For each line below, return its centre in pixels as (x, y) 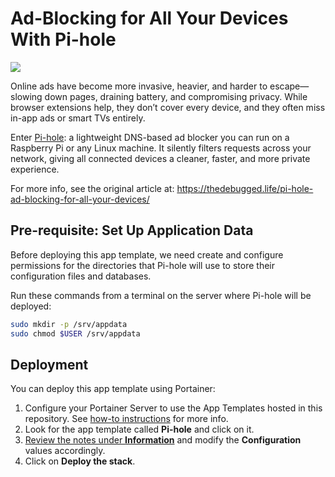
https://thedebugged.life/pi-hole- (245, 188)
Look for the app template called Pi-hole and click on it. (139, 429)
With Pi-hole (63, 39)
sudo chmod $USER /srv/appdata (75, 333)
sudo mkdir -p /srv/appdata (69, 324)
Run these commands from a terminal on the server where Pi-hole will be (161, 295)
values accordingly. (65, 451)
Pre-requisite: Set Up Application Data (132, 230)
